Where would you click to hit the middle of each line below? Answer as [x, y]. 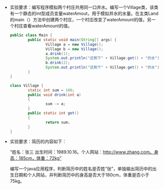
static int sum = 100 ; [51, 90]
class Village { [27, 86]
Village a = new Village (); [74, 44]
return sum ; [58, 122]
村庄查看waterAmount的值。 [43, 26]
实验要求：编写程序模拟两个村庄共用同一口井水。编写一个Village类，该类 [84, 7]
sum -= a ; [55, 104]
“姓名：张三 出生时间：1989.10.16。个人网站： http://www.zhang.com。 [82, 152]
